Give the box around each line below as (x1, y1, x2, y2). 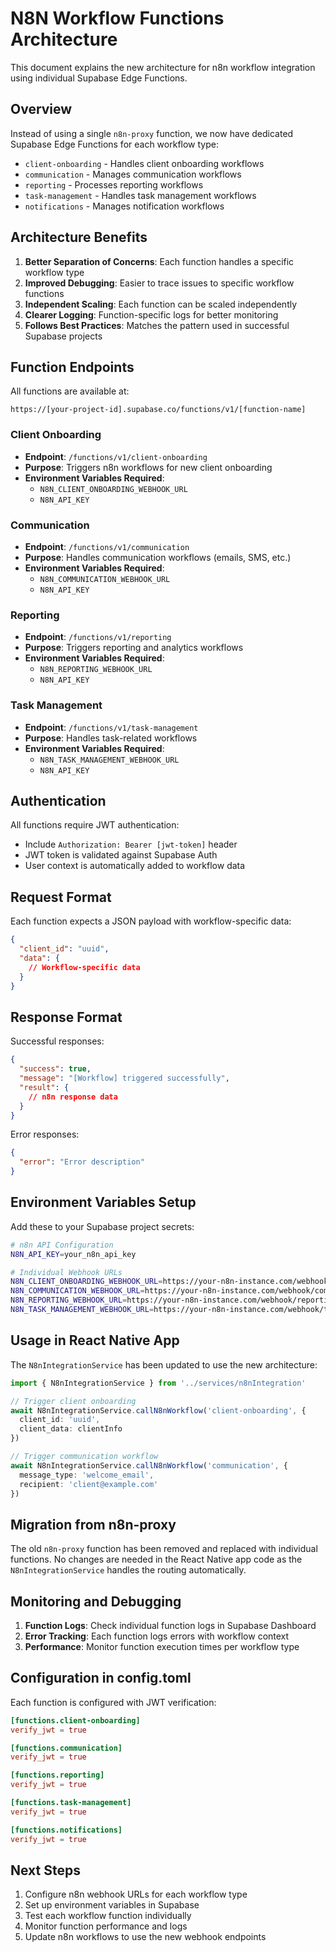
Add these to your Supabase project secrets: (10, 1220, 195, 1232)
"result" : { (19, 1082, 70, 1092)
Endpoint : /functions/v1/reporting (24, 631, 172, 643)
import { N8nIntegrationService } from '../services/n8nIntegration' (10, 1378, 307, 1388)
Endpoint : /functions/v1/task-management (24, 721, 199, 733)
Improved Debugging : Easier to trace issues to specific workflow (24, 277, 295, 289)
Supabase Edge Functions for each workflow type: (10, 138, 219, 150)
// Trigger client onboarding (10, 1396, 137, 1406)
